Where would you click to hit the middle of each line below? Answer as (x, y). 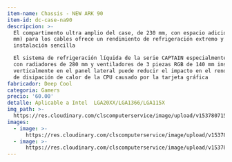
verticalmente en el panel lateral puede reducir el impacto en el (113, 71)
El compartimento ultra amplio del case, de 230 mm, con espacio (109, 33)
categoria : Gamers (33, 90)
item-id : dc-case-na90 (40, 20)
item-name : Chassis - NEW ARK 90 (55, 13)
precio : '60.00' (30, 97)
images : (18, 122)
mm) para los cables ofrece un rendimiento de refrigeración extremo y (119, 39)
